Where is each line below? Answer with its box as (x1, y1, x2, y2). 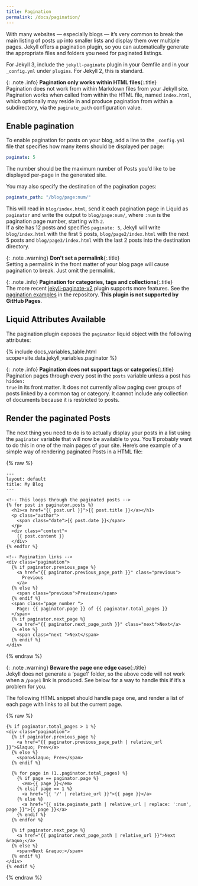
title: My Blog (6, 481, 44, 487)
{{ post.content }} (17, 533, 65, 539)
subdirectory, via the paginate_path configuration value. (6, 104, 142, 111)
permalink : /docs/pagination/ (6, 14, 81, 20)
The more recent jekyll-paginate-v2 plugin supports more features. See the (6, 285, 190, 292)
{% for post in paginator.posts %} (6, 502, 94, 508)
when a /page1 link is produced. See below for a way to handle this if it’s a (6, 676, 186, 683)
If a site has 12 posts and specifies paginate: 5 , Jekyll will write (6, 224, 161, 231)
